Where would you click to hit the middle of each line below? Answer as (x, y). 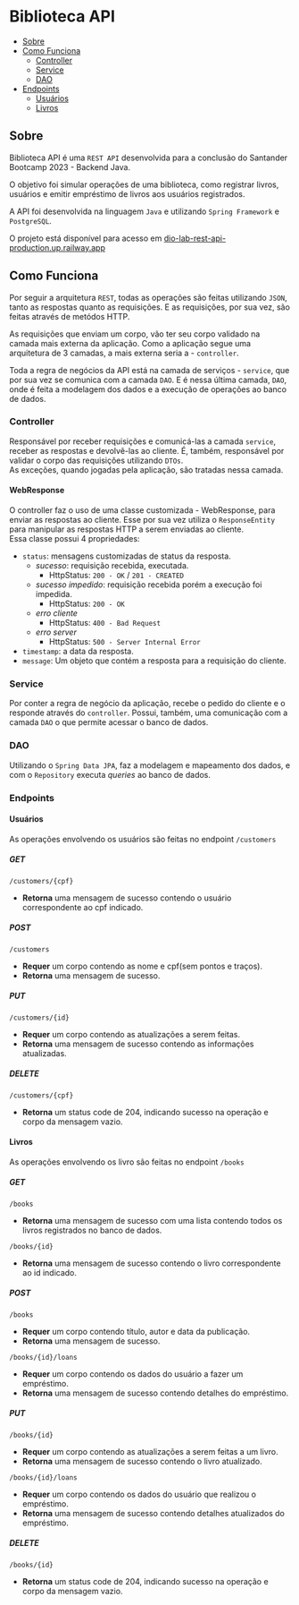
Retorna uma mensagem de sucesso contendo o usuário (127, 898)
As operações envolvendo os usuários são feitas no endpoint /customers (143, 839)
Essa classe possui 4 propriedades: (75, 539)
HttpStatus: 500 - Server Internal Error (125, 642)
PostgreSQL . (30, 220)
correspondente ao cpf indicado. (83, 907)
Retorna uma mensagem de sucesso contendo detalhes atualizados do (154, 1513)
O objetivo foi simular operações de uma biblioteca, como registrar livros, (144, 184)
